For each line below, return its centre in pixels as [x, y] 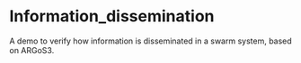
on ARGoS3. [32, 50]
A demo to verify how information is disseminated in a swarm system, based [150, 41]
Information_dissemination [112, 16]
